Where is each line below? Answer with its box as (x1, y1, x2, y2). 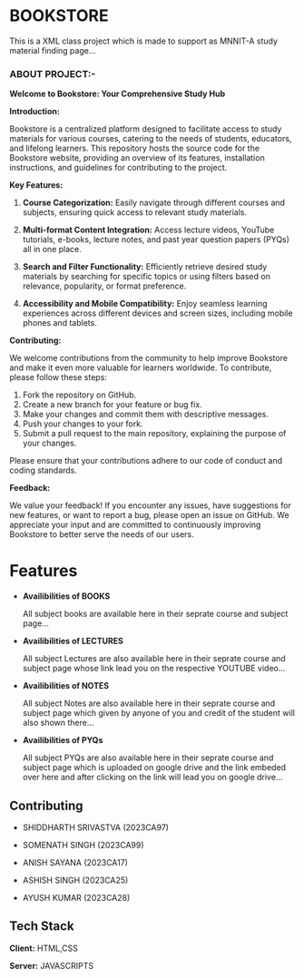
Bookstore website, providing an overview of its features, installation (9, 152, 265, 163)
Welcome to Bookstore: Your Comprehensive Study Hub (9, 88, 225, 100)
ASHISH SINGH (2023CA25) (22, 875, 129, 885)
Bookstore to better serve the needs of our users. (9, 529, 195, 540)
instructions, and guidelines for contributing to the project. (9, 162, 228, 173)
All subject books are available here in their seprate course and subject (22, 609, 289, 620)
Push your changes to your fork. (22, 418, 143, 429)
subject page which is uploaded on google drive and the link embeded (22, 762, 287, 773)
